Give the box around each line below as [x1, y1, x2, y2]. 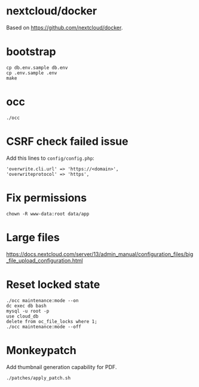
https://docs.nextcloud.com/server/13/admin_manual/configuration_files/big [6, 250, 194, 258]
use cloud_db [6, 313, 39, 319]
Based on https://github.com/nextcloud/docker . [6, 24, 123, 31]
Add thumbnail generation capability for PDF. [6, 363, 117, 370]
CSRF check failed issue [6, 135, 128, 148]
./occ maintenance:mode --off [6, 324, 82, 330]
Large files [6, 230, 60, 244]
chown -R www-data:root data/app [6, 211, 90, 217]
